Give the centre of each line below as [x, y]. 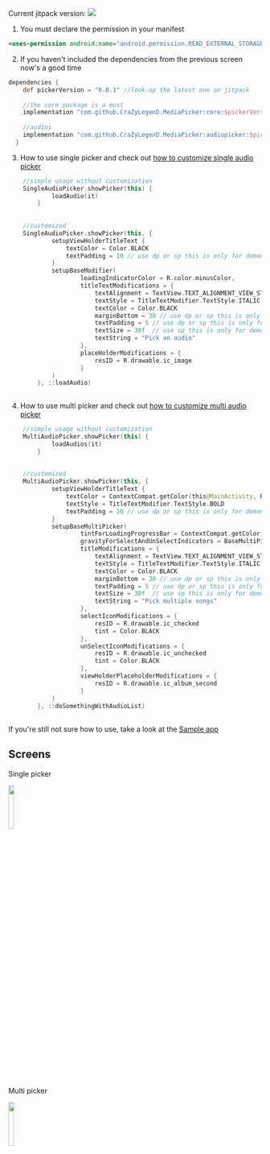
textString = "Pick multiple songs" [156, 601]
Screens [29, 754]
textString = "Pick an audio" [145, 338]
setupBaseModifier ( [84, 271]
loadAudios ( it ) [77, 444]
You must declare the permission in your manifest [102, 29]
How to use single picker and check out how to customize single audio [137, 158]
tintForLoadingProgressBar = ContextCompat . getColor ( [172, 534]
